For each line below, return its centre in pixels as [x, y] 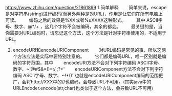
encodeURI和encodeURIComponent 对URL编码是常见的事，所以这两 [89, 50]
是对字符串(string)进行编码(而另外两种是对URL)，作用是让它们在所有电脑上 [84, 14]
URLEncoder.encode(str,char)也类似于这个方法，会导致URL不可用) [83, 88]
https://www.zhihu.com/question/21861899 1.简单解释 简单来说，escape [86, 7]
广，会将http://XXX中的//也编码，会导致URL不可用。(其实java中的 [82, 82]
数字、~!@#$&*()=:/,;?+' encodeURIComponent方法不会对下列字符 [88, 69]
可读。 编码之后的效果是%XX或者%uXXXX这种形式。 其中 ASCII [82, 20]
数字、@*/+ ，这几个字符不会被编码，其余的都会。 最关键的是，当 [88, 26]
